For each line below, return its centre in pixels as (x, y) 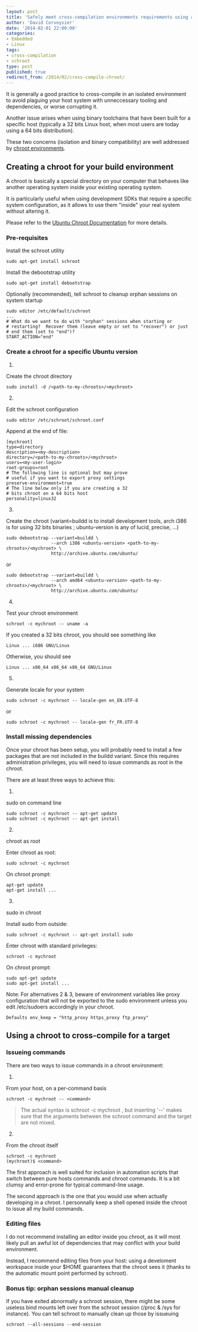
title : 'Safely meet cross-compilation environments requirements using (97, 17)
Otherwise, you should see (39, 656)
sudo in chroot (24, 912)
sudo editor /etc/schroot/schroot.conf (55, 420)
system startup (24, 301)
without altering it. (28, 211)
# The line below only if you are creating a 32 (67, 488)
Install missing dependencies (49, 737)
